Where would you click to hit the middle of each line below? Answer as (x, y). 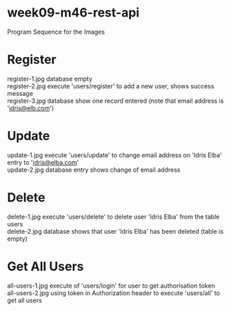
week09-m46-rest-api (73, 13)
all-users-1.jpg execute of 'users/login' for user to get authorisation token (111, 285)
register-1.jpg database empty (50, 79)
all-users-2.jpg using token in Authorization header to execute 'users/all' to (114, 293)
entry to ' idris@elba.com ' (43, 162)
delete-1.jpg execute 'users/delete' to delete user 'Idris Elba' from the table (113, 217)
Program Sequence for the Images (56, 32)
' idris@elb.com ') (31, 108)
